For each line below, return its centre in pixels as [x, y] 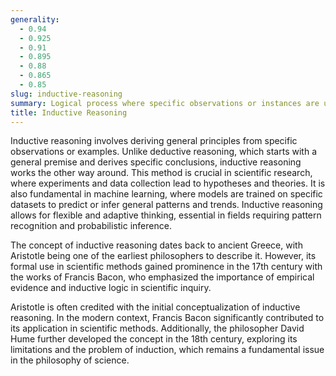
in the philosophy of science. [70, 360]
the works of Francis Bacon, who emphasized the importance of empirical [162, 277]
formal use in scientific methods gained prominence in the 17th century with [166, 267]
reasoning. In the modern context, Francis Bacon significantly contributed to [167, 318]
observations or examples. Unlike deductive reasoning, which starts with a [163, 152]
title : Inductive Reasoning [69, 112]
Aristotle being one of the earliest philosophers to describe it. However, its [163, 256]
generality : [35, 19]
